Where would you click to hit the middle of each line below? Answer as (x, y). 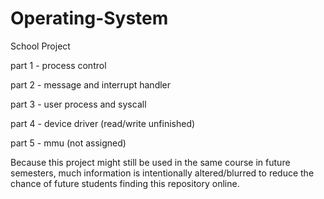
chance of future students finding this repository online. (125, 183)
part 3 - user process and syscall (78, 104)
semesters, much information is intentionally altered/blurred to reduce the (162, 173)
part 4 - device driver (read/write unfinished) (103, 123)
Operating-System (89, 18)
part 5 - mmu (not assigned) (68, 143)
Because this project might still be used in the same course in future (150, 162)
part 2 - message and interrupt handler (91, 84)
